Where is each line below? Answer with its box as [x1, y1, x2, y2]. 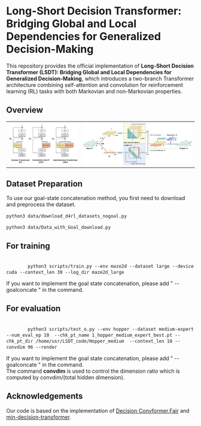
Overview [6, 105, 44, 115]
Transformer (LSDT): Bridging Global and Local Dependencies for [6, 68, 172, 75]
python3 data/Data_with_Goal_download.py [6, 225, 111, 231]
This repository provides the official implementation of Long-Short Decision [6, 62, 194, 70]
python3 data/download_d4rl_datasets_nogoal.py [6, 213, 127, 219]
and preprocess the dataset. [6, 201, 76, 208]
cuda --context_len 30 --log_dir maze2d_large [6, 269, 124, 275]
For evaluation [6, 304, 61, 314]
